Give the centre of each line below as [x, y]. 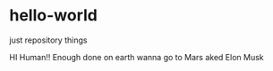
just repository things [48, 40]
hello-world [54, 16]
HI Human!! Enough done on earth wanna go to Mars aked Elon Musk [136, 57]
